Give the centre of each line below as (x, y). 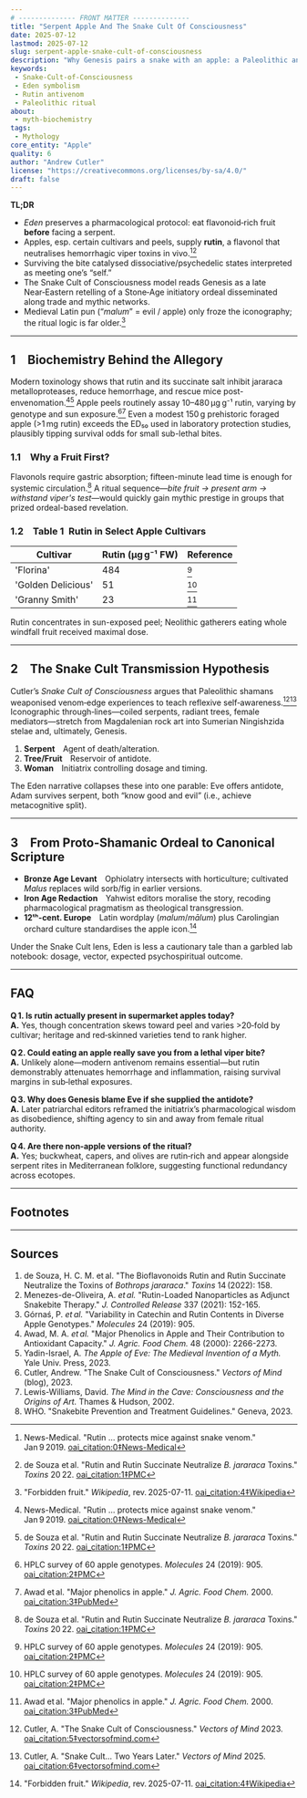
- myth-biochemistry (53, 120)
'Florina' (32, 569)
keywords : (29, 69)
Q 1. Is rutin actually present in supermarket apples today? (123, 1015)
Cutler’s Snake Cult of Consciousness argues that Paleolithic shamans (142, 691)
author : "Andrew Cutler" (57, 162)
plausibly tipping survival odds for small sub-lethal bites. (116, 433)
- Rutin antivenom (49, 94)
